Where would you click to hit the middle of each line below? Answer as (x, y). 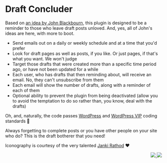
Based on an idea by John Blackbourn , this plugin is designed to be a (76, 23)
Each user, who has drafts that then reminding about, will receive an (82, 74)
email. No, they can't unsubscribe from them (58, 80)
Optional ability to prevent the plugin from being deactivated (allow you (85, 96)
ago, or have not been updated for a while (55, 69)
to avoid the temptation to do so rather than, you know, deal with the (82, 101)
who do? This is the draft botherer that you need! (55, 136)
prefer (19, 48)
